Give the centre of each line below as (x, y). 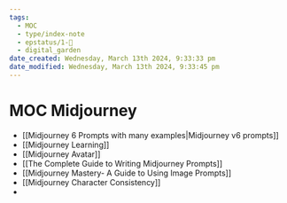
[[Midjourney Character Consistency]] (91, 182)
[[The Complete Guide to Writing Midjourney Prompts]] (122, 163)
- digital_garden (49, 51)
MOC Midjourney (73, 111)
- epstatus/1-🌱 (45, 42)
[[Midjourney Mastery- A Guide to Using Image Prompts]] (127, 173)
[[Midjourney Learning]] (66, 144)
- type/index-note (51, 34)
